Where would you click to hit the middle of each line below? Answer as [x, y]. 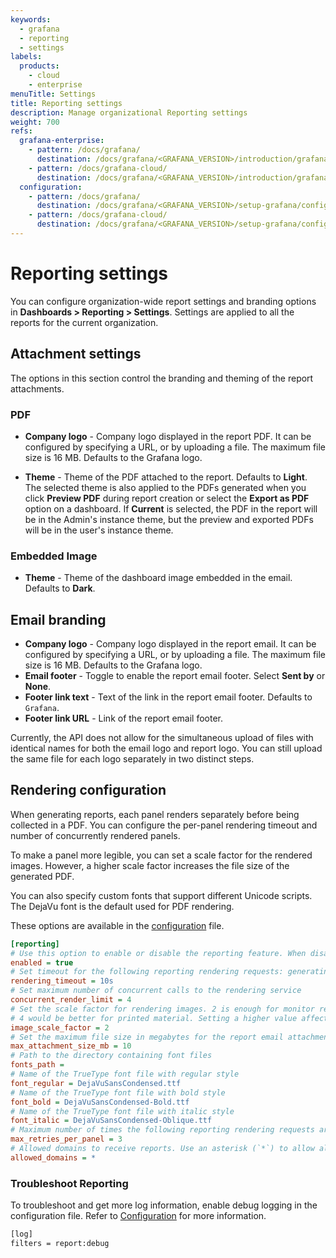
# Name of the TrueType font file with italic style [122, 1111]
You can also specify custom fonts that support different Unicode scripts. [161, 895]
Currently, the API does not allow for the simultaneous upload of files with [162, 738]
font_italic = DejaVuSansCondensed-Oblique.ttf [111, 1121]
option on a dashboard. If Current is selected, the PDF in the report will [171, 508]
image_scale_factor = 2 [60, 1027]
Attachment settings [76, 354]
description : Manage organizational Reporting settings [129, 112]
